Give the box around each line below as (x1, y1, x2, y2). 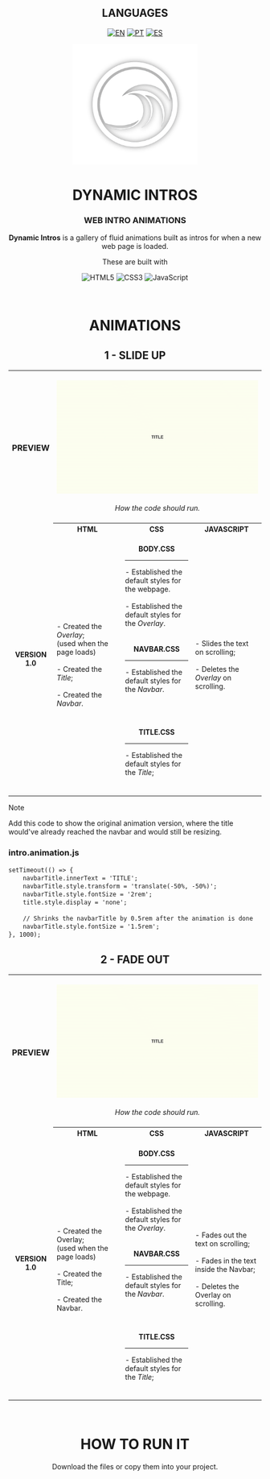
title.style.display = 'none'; (22, 898, 128, 907)
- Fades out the (194, 1230, 247, 1240)
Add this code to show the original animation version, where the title (8, 818, 234, 828)
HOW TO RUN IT (80, 1435, 190, 1453)
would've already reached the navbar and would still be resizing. (8, 826, 223, 836)
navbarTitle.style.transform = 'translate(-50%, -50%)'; (22, 882, 218, 891)
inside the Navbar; (194, 1265, 256, 1274)
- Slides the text (194, 639, 249, 648)
